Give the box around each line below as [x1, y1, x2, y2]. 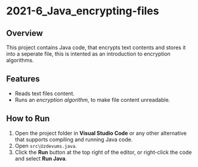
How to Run [6, 114, 50, 124]
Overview [6, 28, 44, 38]
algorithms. [6, 57, 34, 63]
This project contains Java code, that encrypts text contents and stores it [6, 44, 186, 51]
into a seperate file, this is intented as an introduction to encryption [6, 50, 171, 57]
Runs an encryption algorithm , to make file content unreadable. [14, 96, 171, 103]
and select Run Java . [14, 154, 67, 162]
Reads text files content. [14, 90, 75, 97]
